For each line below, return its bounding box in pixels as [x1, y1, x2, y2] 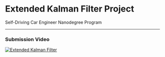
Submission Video [5, 36, 50, 43]
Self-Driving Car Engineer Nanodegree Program [5, 19, 102, 25]
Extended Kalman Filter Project [5, 3, 134, 14]
